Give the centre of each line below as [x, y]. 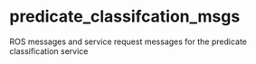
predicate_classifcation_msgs [125, 17]
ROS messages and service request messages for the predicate [128, 41]
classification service [49, 50]
